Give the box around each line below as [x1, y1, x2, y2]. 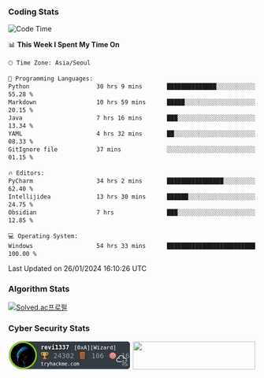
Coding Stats [8, 6, 59, 17]
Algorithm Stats [8, 283, 70, 295]
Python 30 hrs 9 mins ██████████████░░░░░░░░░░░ [8, 83, 256, 91]
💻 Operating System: [8, 232, 79, 240]
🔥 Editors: [8, 169, 45, 177]
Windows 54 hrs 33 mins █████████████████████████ [8, 243, 256, 250]
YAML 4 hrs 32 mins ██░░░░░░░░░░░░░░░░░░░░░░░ [8, 130, 256, 138]
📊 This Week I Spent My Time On [8, 40, 120, 50]
